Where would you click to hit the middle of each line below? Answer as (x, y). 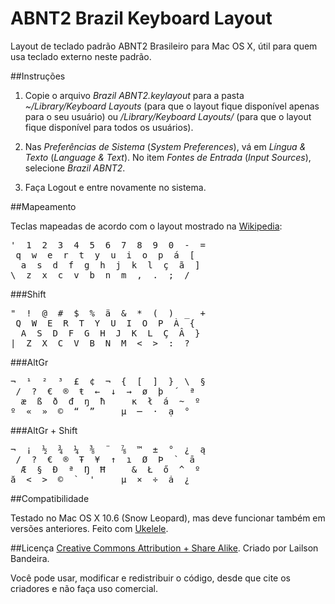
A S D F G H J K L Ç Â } (110, 333)
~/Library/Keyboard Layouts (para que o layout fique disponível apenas (172, 106)
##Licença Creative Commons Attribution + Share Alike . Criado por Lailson (164, 548)
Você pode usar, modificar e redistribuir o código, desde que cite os (150, 578)
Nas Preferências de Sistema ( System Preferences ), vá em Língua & (165, 146)
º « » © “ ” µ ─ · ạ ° (100, 411)
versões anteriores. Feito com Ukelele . (89, 528)
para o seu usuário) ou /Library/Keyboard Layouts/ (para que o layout (168, 116)
